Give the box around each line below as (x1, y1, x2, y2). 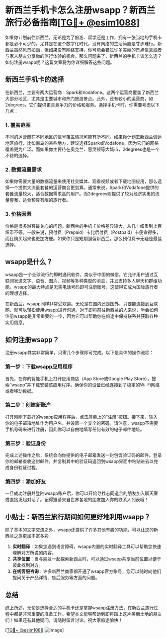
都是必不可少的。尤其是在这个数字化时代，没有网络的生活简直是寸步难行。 (5, 40, 158, 46)
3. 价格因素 (5, 211, 32, 218)
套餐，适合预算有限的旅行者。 (9, 197, 71, 203)
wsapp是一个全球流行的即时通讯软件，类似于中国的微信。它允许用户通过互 (5, 272, 158, 277)
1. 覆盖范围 (5, 121, 31, 128)
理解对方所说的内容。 (12, 550, 56, 556)
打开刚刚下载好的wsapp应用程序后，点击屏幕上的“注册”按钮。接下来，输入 (5, 414, 158, 420)
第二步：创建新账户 (5, 401, 51, 408)
